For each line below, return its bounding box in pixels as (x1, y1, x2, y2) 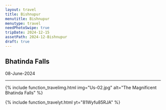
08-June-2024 (5, 70, 36, 76)
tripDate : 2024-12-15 (5, 30, 50, 35)
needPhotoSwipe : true (5, 26, 50, 30)
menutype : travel (5, 21, 41, 26)
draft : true (5, 39, 30, 44)
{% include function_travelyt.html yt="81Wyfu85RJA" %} (5, 99, 121, 105)
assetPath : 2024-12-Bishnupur (5, 35, 68, 40)
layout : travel (5, 7, 37, 12)
